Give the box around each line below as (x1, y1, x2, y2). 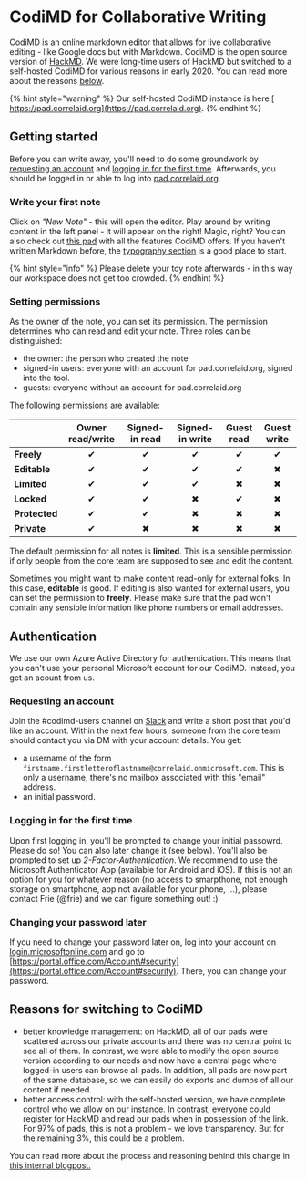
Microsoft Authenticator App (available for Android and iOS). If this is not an (9, 864, 293, 875)
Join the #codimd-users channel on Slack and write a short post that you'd (9, 716, 291, 727)
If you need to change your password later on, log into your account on (9, 937, 276, 947)
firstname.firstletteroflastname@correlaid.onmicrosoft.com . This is (22, 762, 285, 773)
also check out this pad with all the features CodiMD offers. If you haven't (9, 235, 286, 247)
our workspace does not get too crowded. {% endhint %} (9, 273, 225, 284)
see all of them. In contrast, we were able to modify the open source (22, 1045, 280, 1056)
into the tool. (22, 372, 70, 384)
